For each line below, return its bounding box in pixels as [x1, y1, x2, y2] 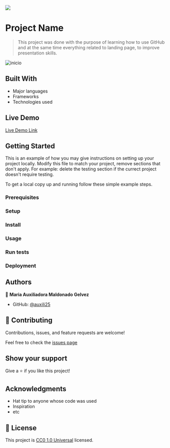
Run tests [5, 248, 29, 255]
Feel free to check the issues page [5, 339, 78, 345]
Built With [5, 74, 37, 83]
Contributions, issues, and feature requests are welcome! [5, 330, 125, 336]
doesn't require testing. [5, 171, 54, 177]
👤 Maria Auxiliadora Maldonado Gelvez [5, 291, 89, 297]
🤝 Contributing [5, 316, 53, 325]
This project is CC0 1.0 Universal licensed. [5, 437, 94, 443]
